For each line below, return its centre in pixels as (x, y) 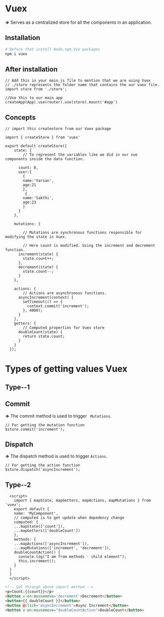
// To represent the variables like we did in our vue (80, 155)
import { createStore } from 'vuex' (43, 137)
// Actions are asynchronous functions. (65, 293)
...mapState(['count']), (39, 527)
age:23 (30, 202)
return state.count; (44, 337)
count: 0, (28, 168)
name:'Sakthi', (38, 198)
